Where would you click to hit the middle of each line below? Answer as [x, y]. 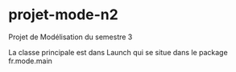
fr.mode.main [30, 61]
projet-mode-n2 [63, 15]
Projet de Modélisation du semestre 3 [70, 37]
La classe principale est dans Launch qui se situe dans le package [118, 52]
